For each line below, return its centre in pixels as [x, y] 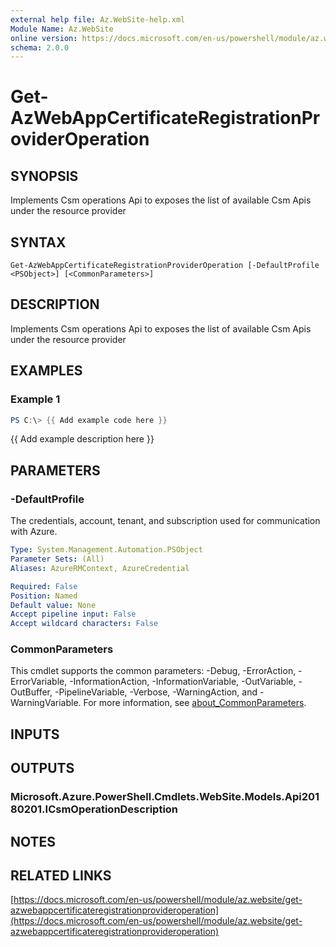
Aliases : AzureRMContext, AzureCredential [100, 568]
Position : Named [44, 596]
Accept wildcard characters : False [84, 624]
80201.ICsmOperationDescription [94, 809]
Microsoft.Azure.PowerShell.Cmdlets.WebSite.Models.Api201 [165, 797]
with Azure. [34, 532]
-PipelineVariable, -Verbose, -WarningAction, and [156, 692]
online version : [44, 38]
